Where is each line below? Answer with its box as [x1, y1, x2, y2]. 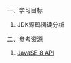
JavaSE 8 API [16, 49, 55, 57]
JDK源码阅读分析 [16, 21, 65, 29]
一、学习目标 [7, 6, 43, 14]
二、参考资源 [7, 35, 43, 43]
